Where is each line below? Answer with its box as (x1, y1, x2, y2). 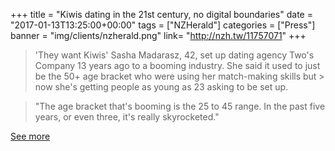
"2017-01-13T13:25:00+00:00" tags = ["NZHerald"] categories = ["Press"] (10, 19, 316, 31)
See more (10, 130, 51, 142)
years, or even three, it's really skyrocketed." (34, 111, 220, 123)
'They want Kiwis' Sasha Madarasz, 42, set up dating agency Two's (34, 49, 315, 61)
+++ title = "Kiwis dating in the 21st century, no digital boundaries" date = (10, 9, 313, 20)
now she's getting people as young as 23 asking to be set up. (34, 81, 289, 93)
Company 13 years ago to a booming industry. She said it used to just (34, 60, 321, 71)
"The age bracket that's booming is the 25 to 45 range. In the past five (34, 100, 326, 112)
